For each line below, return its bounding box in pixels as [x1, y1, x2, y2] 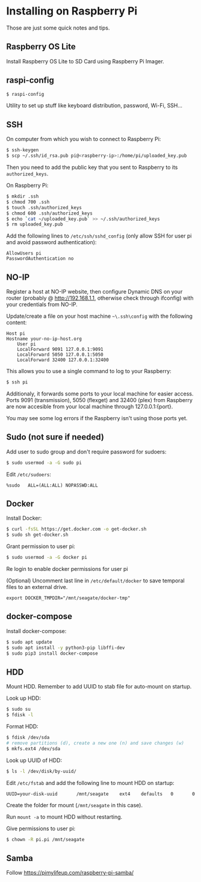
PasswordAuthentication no [6, 256, 74, 262]
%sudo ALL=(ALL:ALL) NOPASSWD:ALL [6, 482, 98, 488]
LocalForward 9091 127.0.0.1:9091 [17, 347, 104, 353]
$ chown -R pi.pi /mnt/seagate [6, 836, 85, 842]
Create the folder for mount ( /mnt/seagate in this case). [6, 801, 143, 808]
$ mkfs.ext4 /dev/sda [6, 746, 61, 752]
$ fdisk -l [6, 712, 34, 718]
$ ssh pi [6, 379, 28, 385]
